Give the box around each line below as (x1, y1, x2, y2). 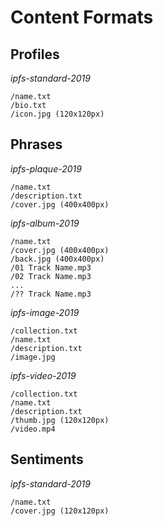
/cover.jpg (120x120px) (10, 506, 110, 516)
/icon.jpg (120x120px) (10, 109, 105, 119)
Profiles (10, 46, 60, 63)
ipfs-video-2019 (10, 369, 77, 381)
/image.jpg (10, 352, 56, 362)
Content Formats (10, 6, 154, 29)
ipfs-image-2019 (10, 306, 80, 318)
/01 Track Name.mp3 (10, 262, 92, 273)
